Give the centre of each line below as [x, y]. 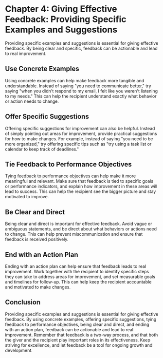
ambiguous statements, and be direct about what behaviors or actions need [81, 229]
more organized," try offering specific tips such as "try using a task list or [78, 144]
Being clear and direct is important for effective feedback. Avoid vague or [79, 224]
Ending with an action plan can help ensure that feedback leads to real [76, 266]
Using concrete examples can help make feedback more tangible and [75, 80]
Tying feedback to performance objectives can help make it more [71, 176]
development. [19, 350]
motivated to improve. [27, 197]
